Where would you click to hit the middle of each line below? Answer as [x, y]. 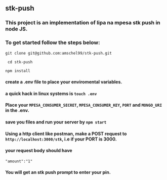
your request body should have [39, 151]
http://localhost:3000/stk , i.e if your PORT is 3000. [61, 139]
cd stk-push [20, 62]
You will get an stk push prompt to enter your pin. [58, 172]
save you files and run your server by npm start [56, 122]
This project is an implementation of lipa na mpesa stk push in [83, 23]
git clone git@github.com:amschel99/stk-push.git [59, 53]
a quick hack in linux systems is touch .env [51, 94]
